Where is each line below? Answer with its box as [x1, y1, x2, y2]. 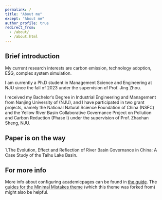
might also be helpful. [5, 189, 49, 195]
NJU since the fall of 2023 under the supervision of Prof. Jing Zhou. [5, 84, 141, 90]
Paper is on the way [5, 134, 66, 142]
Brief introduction [5, 52, 60, 61]
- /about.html [9, 34, 38, 39]
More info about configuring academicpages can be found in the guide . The [5, 179, 157, 185]
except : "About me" [5, 16, 45, 21]
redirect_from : [5, 25, 36, 30]
